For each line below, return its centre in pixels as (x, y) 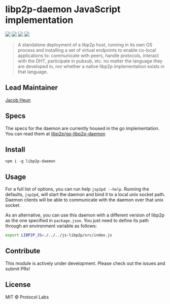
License (18, 285)
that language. (33, 72)
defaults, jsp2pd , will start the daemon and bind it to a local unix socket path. (85, 195)
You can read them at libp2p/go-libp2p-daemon (55, 134)
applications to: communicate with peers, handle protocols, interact (88, 55)
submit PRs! (18, 268)
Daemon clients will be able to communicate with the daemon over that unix (84, 200)
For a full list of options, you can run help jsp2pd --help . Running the (77, 189)
